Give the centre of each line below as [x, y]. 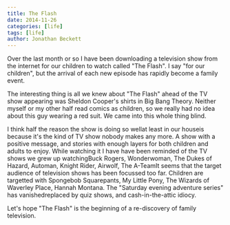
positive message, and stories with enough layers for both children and [108, 144]
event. [16, 81]
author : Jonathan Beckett [44, 39]
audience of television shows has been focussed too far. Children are [105, 173]
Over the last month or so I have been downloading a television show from [113, 58]
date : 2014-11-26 [32, 20]
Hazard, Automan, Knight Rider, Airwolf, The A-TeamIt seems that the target [114, 166]
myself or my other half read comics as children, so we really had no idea [111, 109]
